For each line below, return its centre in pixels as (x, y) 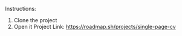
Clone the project (35, 20)
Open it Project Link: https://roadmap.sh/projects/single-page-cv (95, 27)
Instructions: (21, 9)
